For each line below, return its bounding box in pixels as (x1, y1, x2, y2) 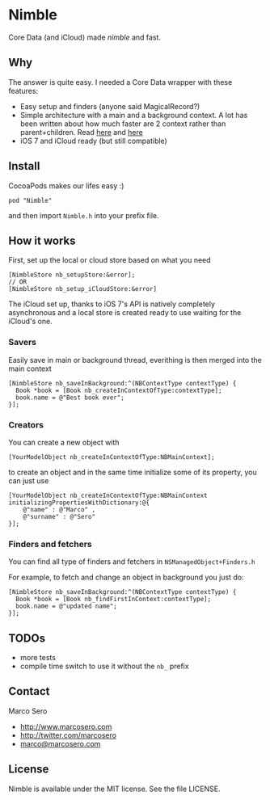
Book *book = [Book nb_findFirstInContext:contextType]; (15, 596, 212, 604)
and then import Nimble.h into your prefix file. (8, 210, 159, 220)
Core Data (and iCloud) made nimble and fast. (8, 32, 162, 42)
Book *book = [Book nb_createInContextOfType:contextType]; (15, 386, 222, 394)
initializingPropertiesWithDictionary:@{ (8, 499, 150, 507)
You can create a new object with (8, 437, 120, 447)
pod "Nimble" (8, 196, 53, 204)
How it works (8, 234, 76, 247)
